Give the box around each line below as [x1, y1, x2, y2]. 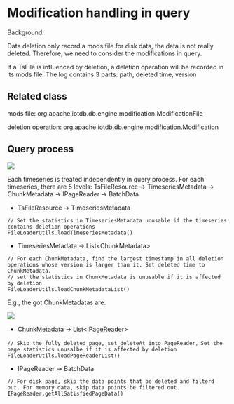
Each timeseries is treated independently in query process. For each [7, 175, 205, 183]
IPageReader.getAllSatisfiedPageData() [7, 390, 124, 397]
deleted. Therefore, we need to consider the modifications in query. [7, 49, 202, 58]
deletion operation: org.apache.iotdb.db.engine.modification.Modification [7, 123, 219, 131]
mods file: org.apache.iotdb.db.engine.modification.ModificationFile [7, 109, 203, 117]
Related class [7, 90, 67, 102]
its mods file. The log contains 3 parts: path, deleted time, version [7, 70, 197, 79]
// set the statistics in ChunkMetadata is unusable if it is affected [7, 274, 221, 281]
